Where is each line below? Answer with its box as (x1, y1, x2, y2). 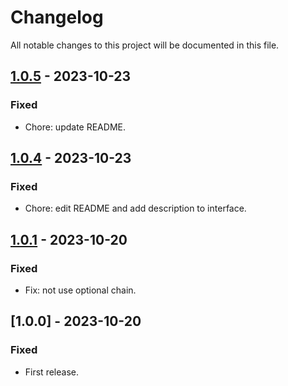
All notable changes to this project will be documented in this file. (10, 39, 280, 51)
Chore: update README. (24, 121, 126, 133)
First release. (24, 366, 79, 378)
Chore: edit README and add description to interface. (24, 202, 247, 215)
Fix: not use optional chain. (24, 284, 137, 296)
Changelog (10, 6, 104, 29)
